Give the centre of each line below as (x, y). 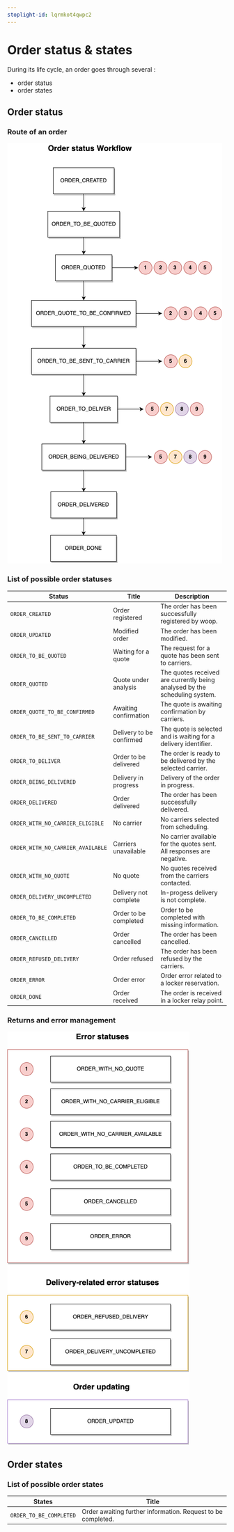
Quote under (131, 680)
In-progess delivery (189, 893)
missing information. (190, 924)
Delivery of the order (190, 778)
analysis (125, 687)
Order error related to (191, 976)
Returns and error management (62, 1020)
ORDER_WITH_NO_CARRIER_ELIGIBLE (57, 824)
